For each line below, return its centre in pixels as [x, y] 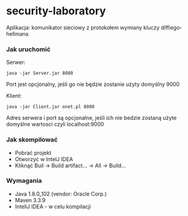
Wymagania [24, 181]
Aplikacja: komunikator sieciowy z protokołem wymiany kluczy [83, 27]
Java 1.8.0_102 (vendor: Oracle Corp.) [61, 194]
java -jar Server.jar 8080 [40, 73]
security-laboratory [56, 11]
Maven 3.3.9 [30, 200]
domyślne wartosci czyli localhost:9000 [55, 124]
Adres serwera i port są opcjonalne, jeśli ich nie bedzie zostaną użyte [92, 118]
